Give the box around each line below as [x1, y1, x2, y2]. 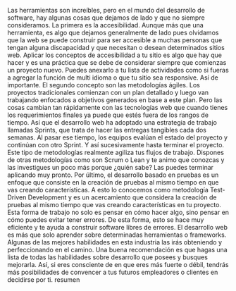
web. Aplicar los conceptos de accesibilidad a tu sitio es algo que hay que [7, 51, 222, 59]
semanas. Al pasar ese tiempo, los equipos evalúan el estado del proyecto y [7, 133, 228, 142]
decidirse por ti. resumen [7, 275, 80, 284]
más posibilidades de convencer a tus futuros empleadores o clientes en [7, 268, 218, 276]
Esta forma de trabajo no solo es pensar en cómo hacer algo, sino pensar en [7, 208, 230, 216]
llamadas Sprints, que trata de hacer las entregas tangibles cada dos [7, 126, 206, 134]
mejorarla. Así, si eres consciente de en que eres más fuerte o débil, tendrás [7, 261, 229, 268]
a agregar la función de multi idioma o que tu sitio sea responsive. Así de [7, 73, 218, 82]
